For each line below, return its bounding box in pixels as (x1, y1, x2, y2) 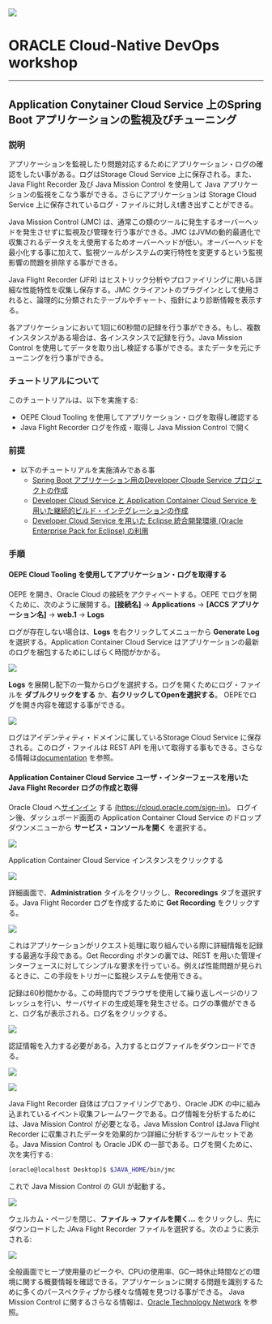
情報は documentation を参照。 (15, 753, 118, 762)
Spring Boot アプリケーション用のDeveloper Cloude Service (32, 475, 232, 485)
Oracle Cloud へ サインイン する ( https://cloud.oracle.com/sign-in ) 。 (8, 802, 235, 812)
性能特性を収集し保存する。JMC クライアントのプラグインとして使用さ (22, 285, 260, 295)
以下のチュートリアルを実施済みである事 (19, 464, 155, 475)
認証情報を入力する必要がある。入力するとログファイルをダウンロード (8, 1041, 243, 1050)
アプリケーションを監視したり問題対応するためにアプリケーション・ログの (8, 159, 257, 169)
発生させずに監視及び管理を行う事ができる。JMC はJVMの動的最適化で (22, 227, 261, 237)
